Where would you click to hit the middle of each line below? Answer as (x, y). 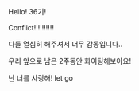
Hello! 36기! (27, 12)
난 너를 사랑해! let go (41, 78)
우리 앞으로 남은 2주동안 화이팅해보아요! (70, 61)
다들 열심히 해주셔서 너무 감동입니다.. (66, 44)
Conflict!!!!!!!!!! (31, 28)
